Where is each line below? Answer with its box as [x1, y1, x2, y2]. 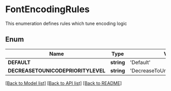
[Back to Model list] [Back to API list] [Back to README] [5, 80, 122, 86]
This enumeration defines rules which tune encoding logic [5, 20, 127, 26]
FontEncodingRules [5, 4, 90, 15]
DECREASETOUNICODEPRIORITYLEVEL [8, 67, 106, 74]
